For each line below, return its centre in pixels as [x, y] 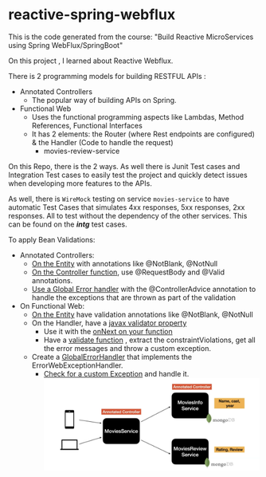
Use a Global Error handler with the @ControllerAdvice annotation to [144, 289]
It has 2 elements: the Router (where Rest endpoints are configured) [143, 134]
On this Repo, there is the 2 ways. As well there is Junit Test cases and [124, 166]
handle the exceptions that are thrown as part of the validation [134, 298]
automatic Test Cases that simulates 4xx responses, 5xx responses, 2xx [127, 207]
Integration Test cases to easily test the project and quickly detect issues [128, 175]
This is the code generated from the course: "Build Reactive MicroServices [131, 37]
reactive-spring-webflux [92, 15]
